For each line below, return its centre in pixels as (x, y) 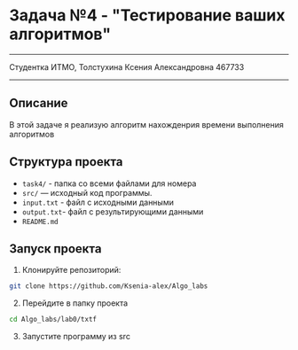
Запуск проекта (55, 249)
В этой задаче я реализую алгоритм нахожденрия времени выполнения (146, 124)
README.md (40, 222)
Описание (39, 103)
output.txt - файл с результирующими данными (113, 211)
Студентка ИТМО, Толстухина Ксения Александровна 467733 (127, 66)
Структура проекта (66, 162)
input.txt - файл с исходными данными (98, 202)
